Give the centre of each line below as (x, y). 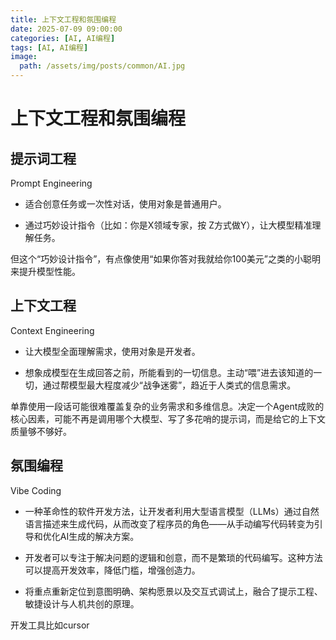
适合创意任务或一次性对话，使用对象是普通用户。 (125, 204)
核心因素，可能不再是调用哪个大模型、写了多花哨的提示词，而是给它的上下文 (168, 418)
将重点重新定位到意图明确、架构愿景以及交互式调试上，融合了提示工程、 (173, 591)
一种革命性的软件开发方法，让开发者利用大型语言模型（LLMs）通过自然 (172, 511)
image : (24, 57)
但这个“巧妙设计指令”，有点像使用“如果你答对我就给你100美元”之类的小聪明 (166, 259)
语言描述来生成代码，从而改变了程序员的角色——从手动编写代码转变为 (169, 523)
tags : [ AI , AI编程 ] (49, 47)
